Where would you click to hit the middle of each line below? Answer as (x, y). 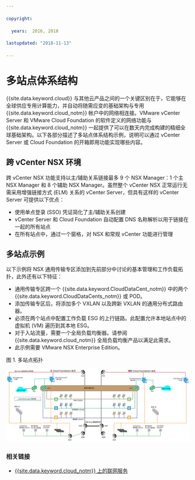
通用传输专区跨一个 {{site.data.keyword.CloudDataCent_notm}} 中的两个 (101, 289)
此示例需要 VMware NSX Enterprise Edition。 (69, 348)
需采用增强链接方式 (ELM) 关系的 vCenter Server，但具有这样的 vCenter (93, 192)
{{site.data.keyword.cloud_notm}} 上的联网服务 (71, 471)
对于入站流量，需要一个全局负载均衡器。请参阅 (71, 333)
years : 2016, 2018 (35, 31)
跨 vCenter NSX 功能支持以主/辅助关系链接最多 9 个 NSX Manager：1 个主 (95, 177)
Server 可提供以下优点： (35, 200)
